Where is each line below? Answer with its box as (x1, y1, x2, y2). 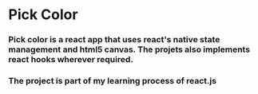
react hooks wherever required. (8, 54, 133, 65)
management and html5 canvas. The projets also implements (8, 44, 250, 55)
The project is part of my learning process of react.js (8, 76, 217, 87)
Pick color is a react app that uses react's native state (8, 34, 220, 45)
